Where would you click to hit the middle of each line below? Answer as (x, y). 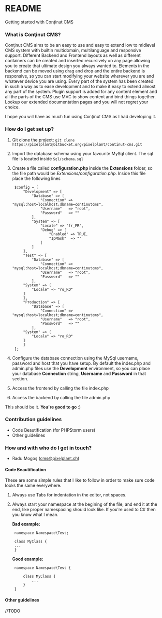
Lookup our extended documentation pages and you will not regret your (77, 102)
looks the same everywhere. (33, 486)
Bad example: (26, 524)
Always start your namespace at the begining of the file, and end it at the (85, 504)
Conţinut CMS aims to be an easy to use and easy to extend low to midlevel (80, 45)
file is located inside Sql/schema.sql (48, 159)
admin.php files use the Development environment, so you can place (81, 368)
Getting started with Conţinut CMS (39, 22)
